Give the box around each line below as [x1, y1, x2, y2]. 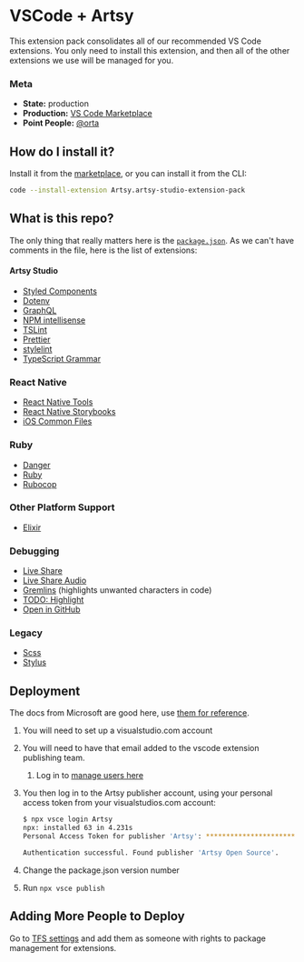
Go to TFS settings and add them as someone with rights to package [9, 933, 266, 944]
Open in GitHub [22, 604, 81, 615]
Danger [22, 459, 52, 470]
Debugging [9, 545, 60, 557]
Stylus [22, 656, 47, 668]
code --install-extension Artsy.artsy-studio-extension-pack [9, 185, 246, 195]
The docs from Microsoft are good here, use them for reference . [9, 707, 250, 718]
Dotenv [22, 295, 50, 306]
